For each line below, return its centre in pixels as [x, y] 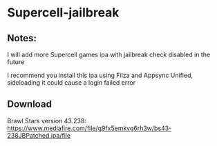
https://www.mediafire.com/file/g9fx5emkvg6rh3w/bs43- [89, 128]
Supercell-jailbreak [63, 13]
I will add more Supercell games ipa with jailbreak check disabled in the [109, 54]
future [16, 62]
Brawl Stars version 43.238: [47, 121]
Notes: [22, 38]
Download [29, 104]
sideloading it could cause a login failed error [72, 83]
